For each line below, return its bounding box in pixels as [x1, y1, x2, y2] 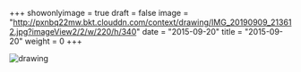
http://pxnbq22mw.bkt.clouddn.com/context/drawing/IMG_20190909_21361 [13, 17, 292, 28]
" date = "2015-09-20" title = [135, 27, 244, 36]
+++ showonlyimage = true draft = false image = [9, 8, 189, 18]
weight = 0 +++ [24, 36, 82, 46]
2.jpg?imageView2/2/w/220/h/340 [9, 27, 137, 36]
